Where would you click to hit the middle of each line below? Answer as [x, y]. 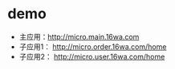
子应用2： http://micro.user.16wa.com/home [92, 56]
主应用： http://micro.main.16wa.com [79, 36]
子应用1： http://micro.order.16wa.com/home [93, 46]
